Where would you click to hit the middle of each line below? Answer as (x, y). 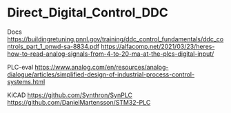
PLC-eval (20, 67)
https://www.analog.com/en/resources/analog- (102, 67)
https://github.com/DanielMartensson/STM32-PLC (79, 102)
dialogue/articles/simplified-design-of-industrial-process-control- (101, 74)
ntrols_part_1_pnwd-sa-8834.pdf (53, 46)
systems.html (26, 81)
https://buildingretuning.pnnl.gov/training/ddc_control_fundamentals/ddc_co (115, 39)
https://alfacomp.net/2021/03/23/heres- (158, 46)
